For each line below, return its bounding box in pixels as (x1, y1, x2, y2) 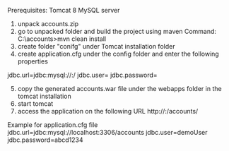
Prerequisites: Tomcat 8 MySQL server (7, 6, 120, 14)
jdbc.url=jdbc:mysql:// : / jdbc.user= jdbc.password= (7, 71, 158, 79)
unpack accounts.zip (17, 20, 79, 28)
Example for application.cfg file (7, 121, 98, 129)
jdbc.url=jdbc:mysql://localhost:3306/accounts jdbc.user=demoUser (7, 128, 208, 136)
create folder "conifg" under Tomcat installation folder (17, 42, 175, 50)
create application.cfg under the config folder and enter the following (17, 49, 219, 58)
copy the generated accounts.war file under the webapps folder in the (17, 85, 222, 92)
